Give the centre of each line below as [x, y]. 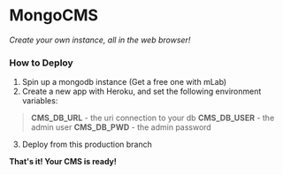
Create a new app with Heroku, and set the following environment [141, 91]
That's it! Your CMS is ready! [63, 162]
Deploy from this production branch [87, 145]
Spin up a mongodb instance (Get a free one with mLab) [124, 82]
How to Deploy [41, 63]
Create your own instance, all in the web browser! [100, 40]
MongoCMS [54, 15]
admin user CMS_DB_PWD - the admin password [121, 127]
